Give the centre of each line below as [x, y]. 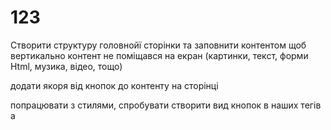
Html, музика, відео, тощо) [66, 66]
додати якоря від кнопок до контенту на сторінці [114, 85]
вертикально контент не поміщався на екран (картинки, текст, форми [159, 55]
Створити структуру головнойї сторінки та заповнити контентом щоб [158, 45]
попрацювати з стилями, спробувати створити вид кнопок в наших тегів [166, 105]
